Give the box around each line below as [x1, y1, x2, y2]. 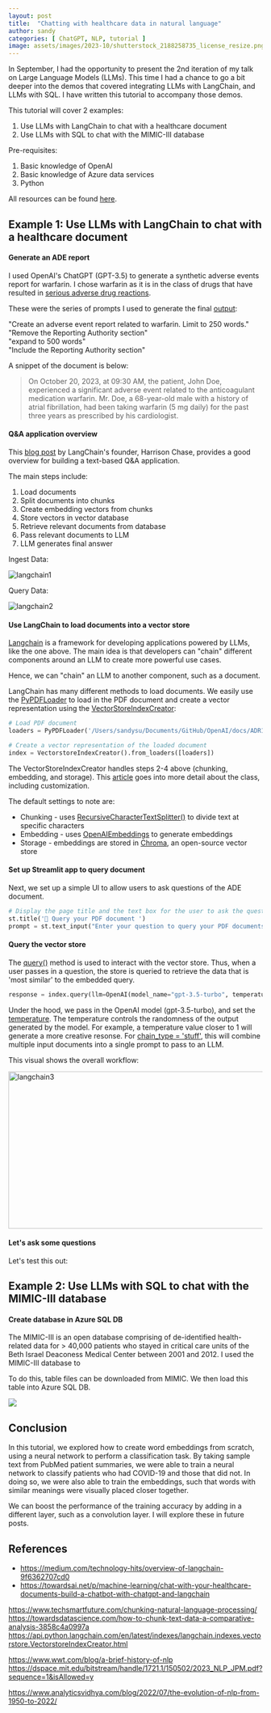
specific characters [19, 820, 85, 830]
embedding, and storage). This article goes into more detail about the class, [8, 772, 261, 781]
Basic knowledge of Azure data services [19, 170, 155, 180]
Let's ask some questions [8, 1238, 97, 1248]
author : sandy [8, 27, 56, 35]
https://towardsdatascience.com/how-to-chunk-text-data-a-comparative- [8, 1613, 255, 1622]
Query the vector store [8, 940, 86, 950]
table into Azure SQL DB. [8, 1382, 91, 1392]
